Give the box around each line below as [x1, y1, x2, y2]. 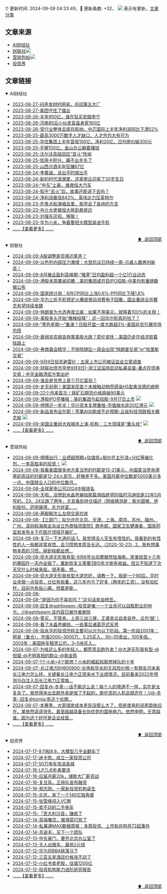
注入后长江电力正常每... [25, 678, 73, 684]
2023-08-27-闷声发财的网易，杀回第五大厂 [12, 101, 101, 107]
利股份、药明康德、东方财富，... [12, 504, 78, 510]
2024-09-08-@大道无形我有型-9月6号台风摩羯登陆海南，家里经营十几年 [12, 554, 161, 560]
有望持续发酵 [16, 303, 43, 309]
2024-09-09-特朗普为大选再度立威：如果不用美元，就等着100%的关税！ [12, 309, 161, 315]
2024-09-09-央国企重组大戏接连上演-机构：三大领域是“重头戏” [12, 421, 142, 427]
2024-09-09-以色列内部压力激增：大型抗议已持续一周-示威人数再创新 [12, 259, 156, 265]
